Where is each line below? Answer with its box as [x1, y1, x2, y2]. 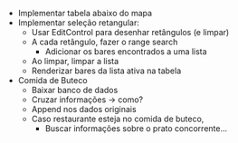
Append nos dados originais [31, 104, 138, 114]
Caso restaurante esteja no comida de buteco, [31, 113, 205, 124]
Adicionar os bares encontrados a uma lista [44, 46, 207, 57]
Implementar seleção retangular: [17, 17, 140, 28]
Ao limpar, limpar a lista [31, 56, 119, 66]
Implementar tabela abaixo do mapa [17, 8, 152, 18]
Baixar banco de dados [31, 85, 119, 95]
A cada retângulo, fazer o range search [31, 36, 178, 47]
